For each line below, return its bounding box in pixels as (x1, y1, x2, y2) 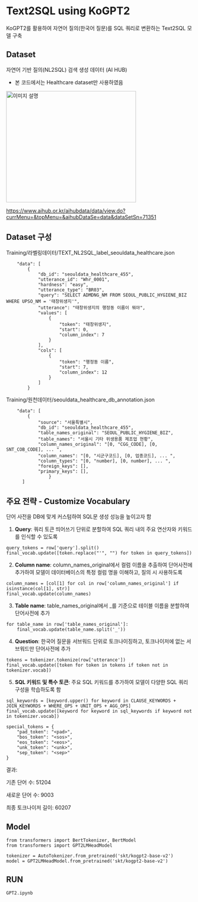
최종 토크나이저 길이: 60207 (6, 804, 71, 811)
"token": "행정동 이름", (59, 359, 114, 365)
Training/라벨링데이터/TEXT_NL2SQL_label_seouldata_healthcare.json (6, 249, 175, 256)
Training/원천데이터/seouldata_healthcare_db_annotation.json (6, 396, 155, 403)
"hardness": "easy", (37, 281, 89, 287)
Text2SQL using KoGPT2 (6, 4, 130, 18)
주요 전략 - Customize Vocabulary (6, 496, 130, 506)
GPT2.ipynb (6, 890, 33, 896)
